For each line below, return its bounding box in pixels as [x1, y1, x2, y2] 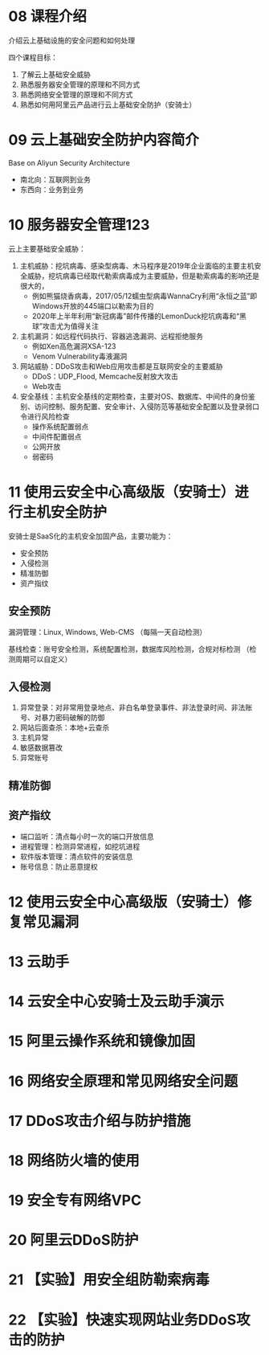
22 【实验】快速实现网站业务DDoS [8, 1311, 237, 1328]
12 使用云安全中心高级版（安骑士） [8, 893, 238, 911]
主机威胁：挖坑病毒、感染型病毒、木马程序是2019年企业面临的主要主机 [19, 260, 255, 270]
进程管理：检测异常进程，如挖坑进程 [19, 841, 141, 851]
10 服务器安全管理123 [8, 216, 150, 234]
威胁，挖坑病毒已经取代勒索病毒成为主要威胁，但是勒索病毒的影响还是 [26, 271, 259, 280]
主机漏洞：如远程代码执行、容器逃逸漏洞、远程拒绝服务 [19, 331, 203, 341]
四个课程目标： [8, 52, 58, 62]
